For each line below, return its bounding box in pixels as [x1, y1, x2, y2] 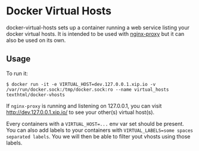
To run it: [6, 70, 29, 77]
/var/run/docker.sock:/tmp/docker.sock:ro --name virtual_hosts [6, 87, 169, 93]
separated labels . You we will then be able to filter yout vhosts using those [6, 132, 191, 140]
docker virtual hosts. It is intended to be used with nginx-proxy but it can [6, 30, 185, 37]
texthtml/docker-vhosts [6, 91, 66, 98]
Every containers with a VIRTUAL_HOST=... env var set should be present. [6, 120, 185, 127]
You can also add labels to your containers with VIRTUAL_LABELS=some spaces [6, 127, 194, 134]
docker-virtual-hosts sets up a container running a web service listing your [6, 24, 189, 31]
